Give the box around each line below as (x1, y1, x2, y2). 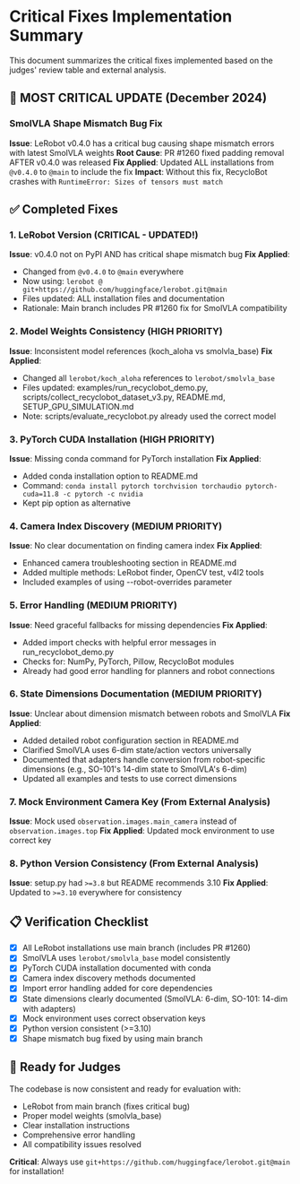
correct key (9, 835, 52, 846)
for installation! (9, 1165, 64, 1176)
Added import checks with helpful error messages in (21, 636, 217, 647)
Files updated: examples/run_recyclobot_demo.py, (21, 382, 209, 393)
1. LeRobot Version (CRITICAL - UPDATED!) (9, 229, 199, 241)
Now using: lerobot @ (21, 276, 103, 287)
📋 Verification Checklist (9, 914, 150, 929)
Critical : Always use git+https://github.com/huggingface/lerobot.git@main (9, 1156, 291, 1167)
